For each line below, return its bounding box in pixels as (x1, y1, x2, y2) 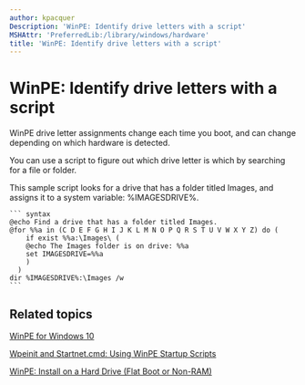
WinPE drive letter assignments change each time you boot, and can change (9, 128, 297, 139)
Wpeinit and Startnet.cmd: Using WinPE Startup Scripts (9, 349, 217, 359)
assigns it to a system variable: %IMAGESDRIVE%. (9, 192, 199, 203)
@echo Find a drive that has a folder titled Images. (9, 218, 219, 227)
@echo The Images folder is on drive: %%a (25, 242, 189, 251)
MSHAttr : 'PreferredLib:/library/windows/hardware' (9, 30, 209, 39)
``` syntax (9, 210, 51, 219)
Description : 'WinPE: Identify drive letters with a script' (9, 22, 247, 31)
